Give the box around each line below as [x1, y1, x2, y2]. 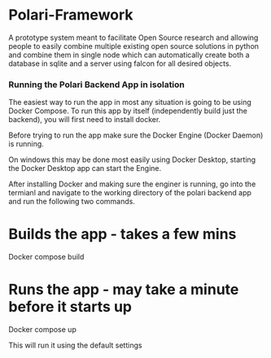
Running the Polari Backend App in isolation [8, 79, 186, 90]
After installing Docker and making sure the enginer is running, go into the [8, 179, 256, 189]
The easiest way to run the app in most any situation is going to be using [8, 98, 251, 107]
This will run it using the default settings [8, 340, 142, 351]
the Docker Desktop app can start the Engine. [8, 164, 162, 173]
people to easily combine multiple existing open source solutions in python [8, 41, 259, 50]
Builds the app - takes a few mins [8, 225, 237, 243]
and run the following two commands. [8, 197, 136, 207]
